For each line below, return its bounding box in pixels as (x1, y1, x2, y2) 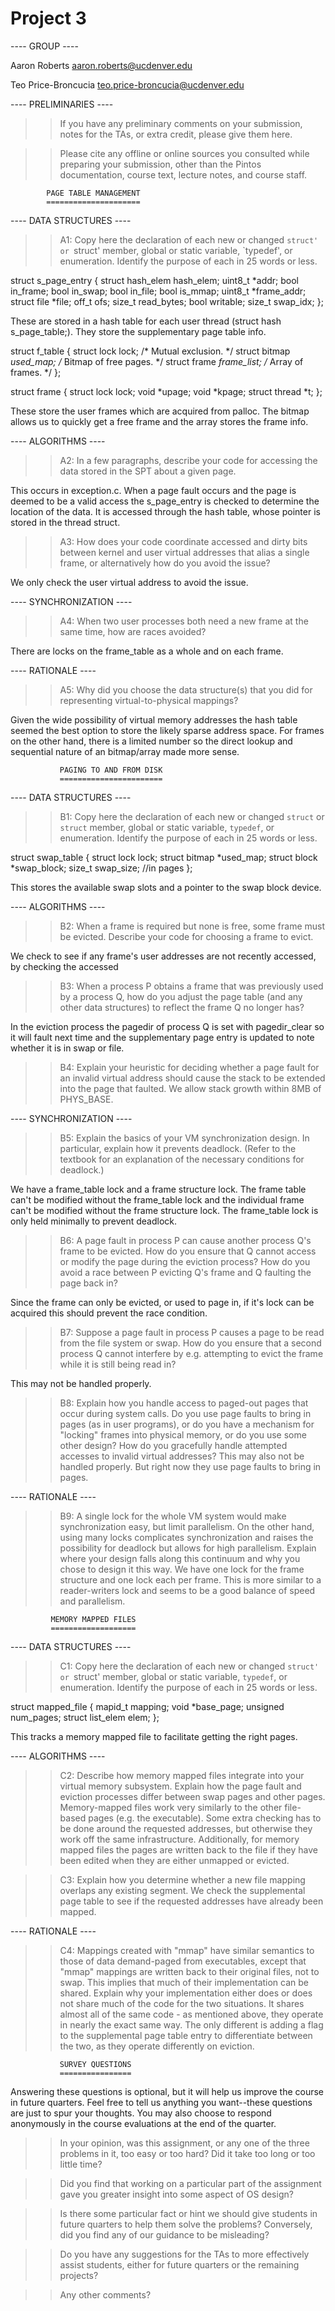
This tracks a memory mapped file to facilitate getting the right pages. (10, 1730, 298, 1742)
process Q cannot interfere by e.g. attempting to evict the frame (59, 1347, 324, 1359)
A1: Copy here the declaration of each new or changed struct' (59, 233, 319, 246)
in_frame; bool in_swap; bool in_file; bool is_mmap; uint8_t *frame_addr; (10, 285, 307, 297)
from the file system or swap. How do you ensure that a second (59, 1337, 322, 1349)
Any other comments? (59, 2288, 152, 2301)
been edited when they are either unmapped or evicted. (59, 1854, 290, 1866)
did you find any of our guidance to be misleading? (59, 2228, 270, 2241)
